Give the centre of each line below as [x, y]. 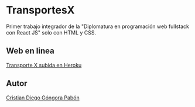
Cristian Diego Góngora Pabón [43, 98]
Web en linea [30, 51]
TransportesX [40, 10]
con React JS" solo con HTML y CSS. [51, 32]
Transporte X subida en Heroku [44, 65]
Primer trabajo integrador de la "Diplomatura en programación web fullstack [97, 26]
